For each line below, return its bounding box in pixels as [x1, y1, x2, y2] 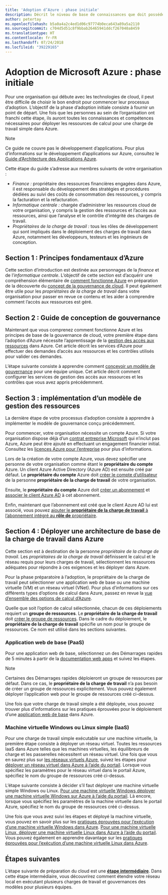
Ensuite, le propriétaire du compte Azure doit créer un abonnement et [5, 487, 150, 492]
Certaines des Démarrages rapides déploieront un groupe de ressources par [5, 675, 163, 681]
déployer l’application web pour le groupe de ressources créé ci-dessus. [5, 691, 155, 697]
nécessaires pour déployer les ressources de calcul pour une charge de [5, 120, 153, 126]
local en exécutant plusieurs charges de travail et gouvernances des [5, 879, 146, 885]
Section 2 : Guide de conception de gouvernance [5, 313, 161, 322]
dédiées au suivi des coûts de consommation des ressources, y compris [12, 191, 161, 197]
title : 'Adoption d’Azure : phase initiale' [5, 7, 99, 13]
